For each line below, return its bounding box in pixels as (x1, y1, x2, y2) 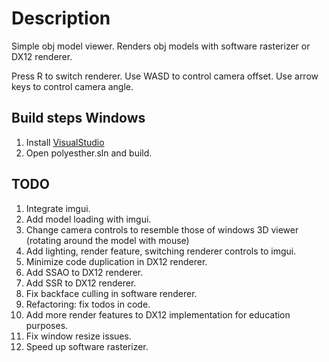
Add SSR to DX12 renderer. (25, 277, 137, 289)
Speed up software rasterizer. (25, 340, 149, 352)
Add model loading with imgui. (25, 213, 152, 225)
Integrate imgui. (25, 202, 91, 214)
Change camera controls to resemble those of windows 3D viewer (25, 223, 299, 236)
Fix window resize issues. (25, 330, 132, 342)
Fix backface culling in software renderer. (25, 287, 198, 299)
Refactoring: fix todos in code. (25, 298, 151, 310)
